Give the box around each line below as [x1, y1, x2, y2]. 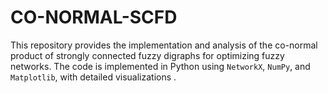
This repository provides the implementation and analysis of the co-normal [10, 39, 318, 51]
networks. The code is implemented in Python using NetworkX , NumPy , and [10, 60, 311, 72]
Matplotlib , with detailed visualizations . [10, 71, 177, 83]
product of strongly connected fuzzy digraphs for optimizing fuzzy [10, 49, 285, 61]
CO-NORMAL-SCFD [10, 6, 178, 29]
